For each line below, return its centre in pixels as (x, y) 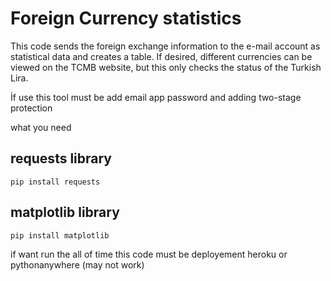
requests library (61, 158)
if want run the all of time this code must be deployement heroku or (149, 254)
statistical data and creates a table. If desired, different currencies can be (161, 56)
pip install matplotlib (60, 235)
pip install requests (55, 182)
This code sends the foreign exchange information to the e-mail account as (165, 46)
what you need (41, 127)
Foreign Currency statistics (126, 18)
